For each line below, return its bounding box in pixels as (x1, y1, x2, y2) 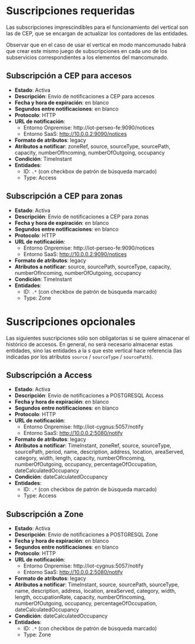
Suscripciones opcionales (6, 315, 136, 328)
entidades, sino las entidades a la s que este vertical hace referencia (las (6, 347, 182, 354)
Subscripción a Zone (6, 509, 84, 519)
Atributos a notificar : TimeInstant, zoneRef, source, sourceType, (14, 442, 172, 449)
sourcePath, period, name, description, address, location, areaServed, (14, 449, 185, 456)
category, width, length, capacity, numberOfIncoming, (14, 454, 146, 462)
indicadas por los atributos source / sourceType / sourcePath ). (6, 353, 154, 360)
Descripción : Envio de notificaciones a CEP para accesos (14, 92, 154, 99)
